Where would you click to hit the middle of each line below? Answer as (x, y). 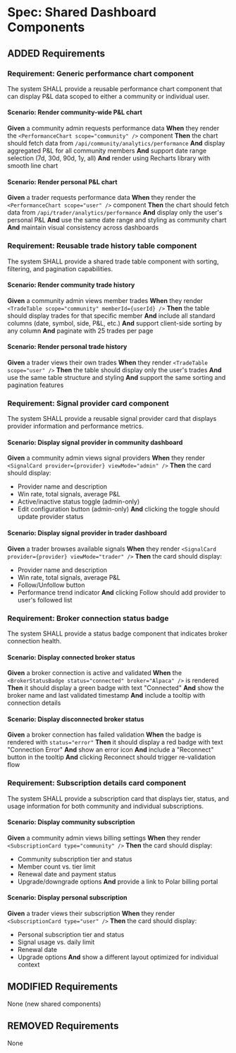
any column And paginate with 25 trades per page (80, 331)
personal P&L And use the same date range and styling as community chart (117, 220)
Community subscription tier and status (75, 859)
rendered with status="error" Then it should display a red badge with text (115, 742)
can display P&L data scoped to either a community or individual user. (108, 96)
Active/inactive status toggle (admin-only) (79, 501)
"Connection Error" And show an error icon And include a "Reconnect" (111, 750)
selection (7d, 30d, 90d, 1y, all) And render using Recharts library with (109, 158)
